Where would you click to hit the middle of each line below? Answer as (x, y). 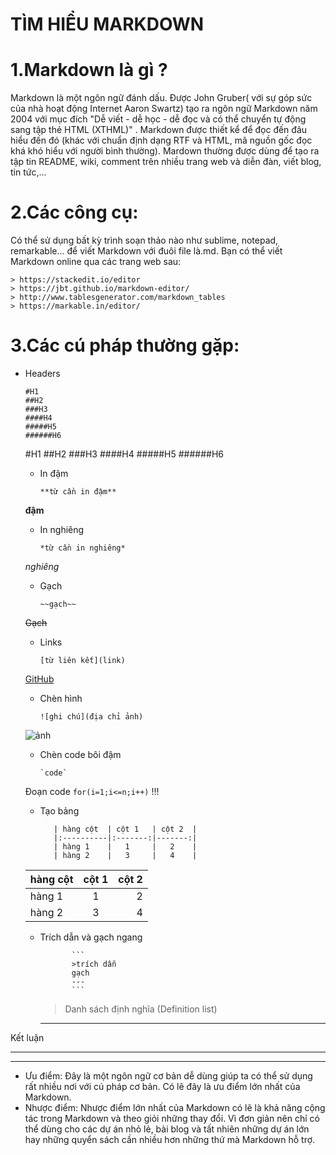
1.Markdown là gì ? (89, 70)
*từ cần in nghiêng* (82, 548)
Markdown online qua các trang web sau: (96, 262)
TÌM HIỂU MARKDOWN (107, 24)
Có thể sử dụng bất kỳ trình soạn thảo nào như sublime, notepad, (144, 240)
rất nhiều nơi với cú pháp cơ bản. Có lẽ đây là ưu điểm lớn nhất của (162, 1086)
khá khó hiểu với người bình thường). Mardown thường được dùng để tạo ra (165, 151)
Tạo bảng (59, 811)
